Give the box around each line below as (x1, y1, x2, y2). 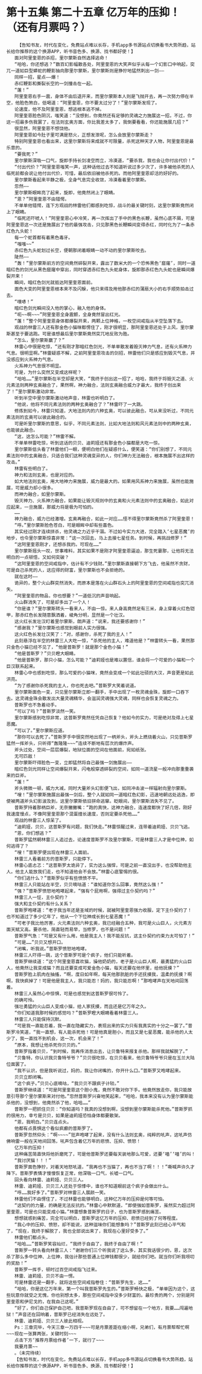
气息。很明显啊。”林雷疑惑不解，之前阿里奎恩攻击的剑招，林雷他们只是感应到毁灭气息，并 (6, 350, 195, 356)
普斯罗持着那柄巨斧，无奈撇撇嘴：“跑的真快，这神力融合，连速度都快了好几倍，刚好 (14, 804, 192, 811)
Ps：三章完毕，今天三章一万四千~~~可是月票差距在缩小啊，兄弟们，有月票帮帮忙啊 (14, 1324, 190, 1331)
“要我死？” (14, 151, 38, 157)
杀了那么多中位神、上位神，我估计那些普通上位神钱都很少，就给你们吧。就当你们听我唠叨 (6, 1254, 195, 1260)
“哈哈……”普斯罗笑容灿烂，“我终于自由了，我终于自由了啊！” (14, 1241, 143, 1247)
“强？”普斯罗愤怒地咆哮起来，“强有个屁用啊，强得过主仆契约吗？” (14, 888, 156, 894)
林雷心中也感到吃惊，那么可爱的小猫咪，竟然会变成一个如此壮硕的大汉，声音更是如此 (14, 670, 194, 676)
